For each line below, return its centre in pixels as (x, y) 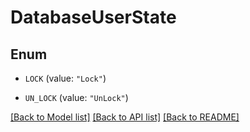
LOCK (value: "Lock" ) (65, 78)
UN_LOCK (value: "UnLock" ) (76, 97)
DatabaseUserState (93, 17)
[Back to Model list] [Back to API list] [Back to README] (125, 117)
